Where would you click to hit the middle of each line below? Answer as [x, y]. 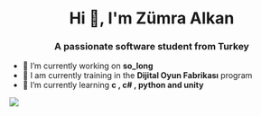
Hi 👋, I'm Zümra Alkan [152, 18]
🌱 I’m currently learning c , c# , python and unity [113, 85]
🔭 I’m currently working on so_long [88, 66]
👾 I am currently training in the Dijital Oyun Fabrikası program [137, 76]
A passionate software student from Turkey [152, 47]
